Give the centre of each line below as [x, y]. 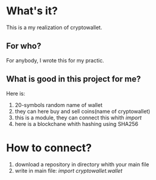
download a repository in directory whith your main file [82, 164]
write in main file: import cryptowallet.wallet [68, 170]
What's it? [32, 11]
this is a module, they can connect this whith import [78, 118]
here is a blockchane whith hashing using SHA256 [77, 124]
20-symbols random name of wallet [59, 105]
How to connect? [49, 148]
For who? [24, 46]
